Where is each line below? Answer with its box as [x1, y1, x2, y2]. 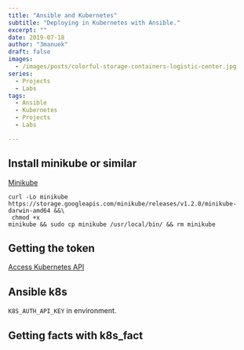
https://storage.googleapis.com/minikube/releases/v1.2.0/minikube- [8, 199, 237, 208]
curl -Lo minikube [8, 193, 68, 201]
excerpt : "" [8, 26, 47, 34]
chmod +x [11, 213, 41, 221]
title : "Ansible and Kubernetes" [8, 11, 118, 20]
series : [8, 70, 34, 78]
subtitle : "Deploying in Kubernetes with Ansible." [8, 19, 180, 27]
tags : [8, 92, 26, 100]
